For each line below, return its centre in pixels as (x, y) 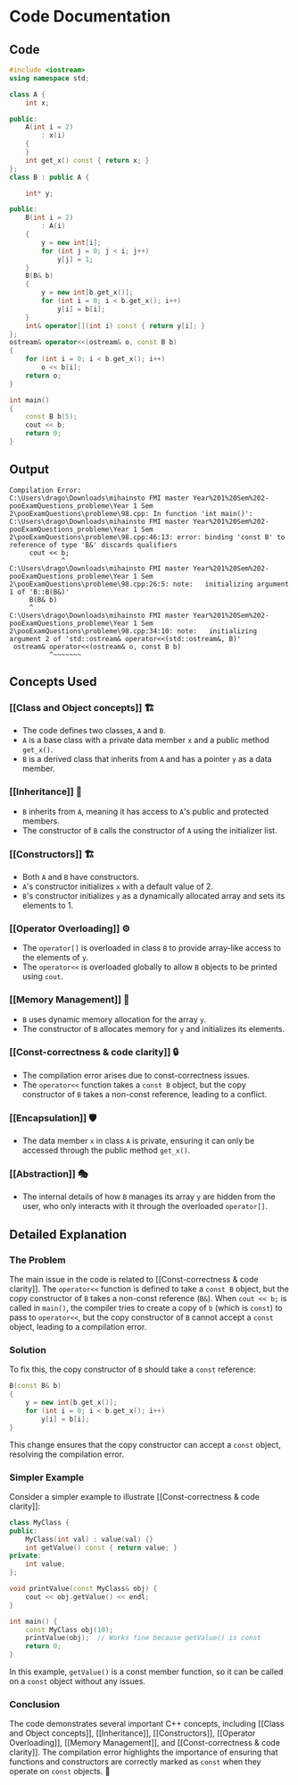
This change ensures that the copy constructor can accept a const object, (145, 1444)
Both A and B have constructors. (81, 876)
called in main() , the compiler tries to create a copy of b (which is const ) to (146, 1308)
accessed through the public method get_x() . (106, 1150)
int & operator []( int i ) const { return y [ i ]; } (115, 326)
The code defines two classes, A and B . (94, 731)
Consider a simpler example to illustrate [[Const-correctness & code (135, 1496)
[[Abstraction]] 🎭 (49, 1174)
